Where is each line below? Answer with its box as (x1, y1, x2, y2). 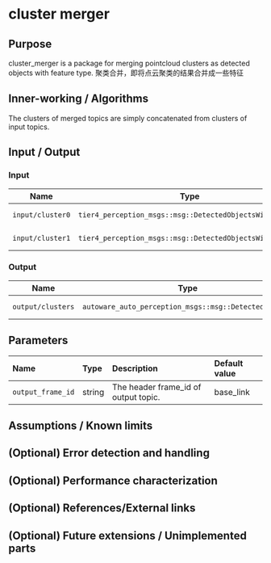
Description (111, 363, 159, 374)
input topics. (8, 122, 50, 132)
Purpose (8, 37, 52, 51)
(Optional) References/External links (8, 502, 196, 515)
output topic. (111, 391, 161, 402)
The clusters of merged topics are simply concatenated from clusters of (8, 113, 248, 123)
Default (214, 357, 244, 368)
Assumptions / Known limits (8, 419, 153, 432)
